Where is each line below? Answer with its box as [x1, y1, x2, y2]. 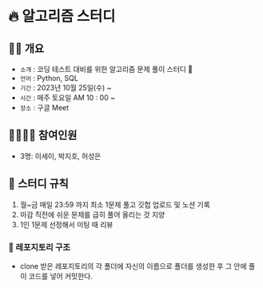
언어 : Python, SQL [19, 74, 78, 82]
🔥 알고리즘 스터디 [8, 7, 116, 26]
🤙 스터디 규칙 [8, 177, 70, 190]
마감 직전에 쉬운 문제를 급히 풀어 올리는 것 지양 [19, 210, 165, 219]
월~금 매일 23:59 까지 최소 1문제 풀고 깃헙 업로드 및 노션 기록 [19, 199, 210, 209]
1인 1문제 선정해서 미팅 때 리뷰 [19, 219, 114, 229]
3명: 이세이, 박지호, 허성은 [19, 151, 102, 161]
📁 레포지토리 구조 [8, 242, 70, 253]
